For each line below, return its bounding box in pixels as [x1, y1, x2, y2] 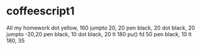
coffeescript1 [6, 4, 75, 18]
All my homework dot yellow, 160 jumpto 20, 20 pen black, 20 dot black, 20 [6, 24, 196, 31]
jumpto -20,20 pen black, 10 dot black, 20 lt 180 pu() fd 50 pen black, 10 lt [6, 30, 192, 37]
